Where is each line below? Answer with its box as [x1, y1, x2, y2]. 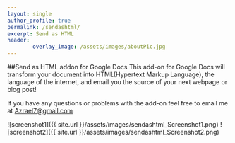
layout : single [7, 10, 52, 18]
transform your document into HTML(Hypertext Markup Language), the [7, 70, 215, 79]
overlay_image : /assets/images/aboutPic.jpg [32, 43, 166, 50]
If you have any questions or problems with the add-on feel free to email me [7, 99, 228, 107]
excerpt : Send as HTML [7, 30, 74, 38]
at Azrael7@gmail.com [7, 107, 73, 115]
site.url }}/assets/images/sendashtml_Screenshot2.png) [57, 128, 220, 136]
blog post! [7, 86, 37, 93]
